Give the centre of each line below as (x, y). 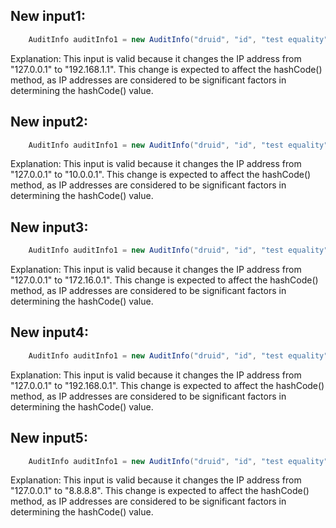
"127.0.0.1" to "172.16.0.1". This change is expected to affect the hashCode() (164, 280)
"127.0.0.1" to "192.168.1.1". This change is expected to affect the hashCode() (166, 69)
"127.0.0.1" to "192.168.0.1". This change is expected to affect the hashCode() (167, 385)
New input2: (49, 122)
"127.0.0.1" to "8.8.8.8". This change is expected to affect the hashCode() (160, 491)
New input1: (48, 16)
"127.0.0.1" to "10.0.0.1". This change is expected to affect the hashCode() (161, 175)
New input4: (49, 332)
